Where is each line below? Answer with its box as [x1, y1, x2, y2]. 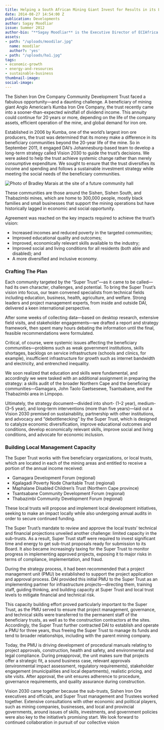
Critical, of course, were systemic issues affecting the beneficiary [5, 339, 138, 346]
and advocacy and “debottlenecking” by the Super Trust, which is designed [5, 416, 157, 422]
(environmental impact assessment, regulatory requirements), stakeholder [5, 663, 154, 669]
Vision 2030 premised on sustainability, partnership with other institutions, [5, 410, 155, 417]
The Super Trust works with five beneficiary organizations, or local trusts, [5, 455, 153, 461]
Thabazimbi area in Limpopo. [5, 391, 64, 397]
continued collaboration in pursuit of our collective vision [5, 719, 120, 726]
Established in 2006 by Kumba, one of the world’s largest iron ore [5, 129, 137, 135]
